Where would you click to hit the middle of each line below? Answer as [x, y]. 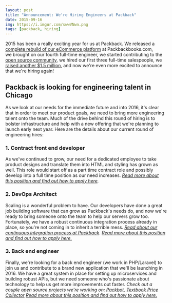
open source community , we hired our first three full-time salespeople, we [84, 60]
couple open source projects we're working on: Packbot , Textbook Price [82, 290]
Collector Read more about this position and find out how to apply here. [81, 295]
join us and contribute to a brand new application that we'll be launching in [84, 268]
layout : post [19, 10]
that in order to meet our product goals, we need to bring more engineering [85, 113]
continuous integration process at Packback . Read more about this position [85, 233]
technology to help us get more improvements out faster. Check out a [79, 284]
